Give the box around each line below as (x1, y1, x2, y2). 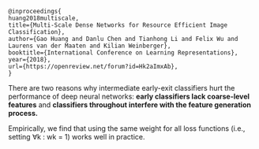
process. (8, 109, 38, 117)
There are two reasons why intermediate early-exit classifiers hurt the (8, 84, 235, 92)
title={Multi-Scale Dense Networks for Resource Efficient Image (8, 21, 227, 29)
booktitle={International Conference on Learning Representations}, (8, 49, 238, 57)
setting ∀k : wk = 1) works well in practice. (8, 132, 145, 141)
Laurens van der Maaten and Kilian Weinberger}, (8, 42, 171, 50)
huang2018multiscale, (8, 14, 80, 22)
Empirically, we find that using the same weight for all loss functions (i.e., (8, 124, 246, 133)
